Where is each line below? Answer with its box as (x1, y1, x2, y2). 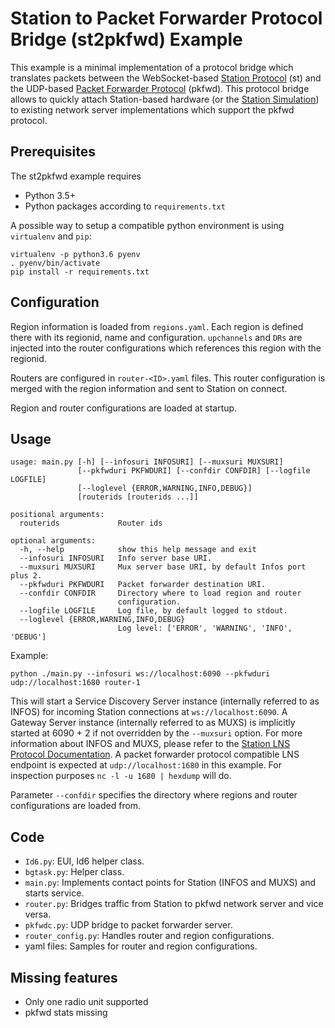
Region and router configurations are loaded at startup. (10, 402, 238, 414)
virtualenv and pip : (10, 230, 92, 242)
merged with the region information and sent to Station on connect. (10, 382, 288, 394)
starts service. (24, 887, 85, 899)
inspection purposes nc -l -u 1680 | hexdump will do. (10, 770, 232, 782)
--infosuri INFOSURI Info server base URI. (19, 553, 213, 564)
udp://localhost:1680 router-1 (10, 678, 141, 688)
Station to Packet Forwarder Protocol (10, 7, 323, 30)
